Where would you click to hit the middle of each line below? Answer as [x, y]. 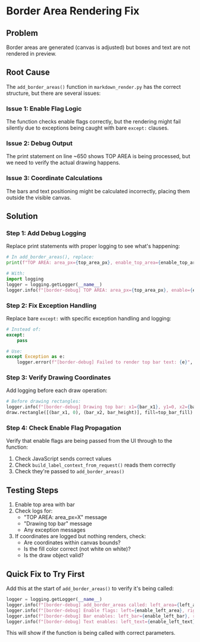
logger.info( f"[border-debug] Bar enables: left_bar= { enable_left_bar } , [98, 616]
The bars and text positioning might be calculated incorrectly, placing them [98, 191]
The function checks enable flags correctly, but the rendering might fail [93, 122]
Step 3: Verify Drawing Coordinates [59, 378]
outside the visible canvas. [39, 197]
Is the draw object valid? [54, 555]
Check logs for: [34, 511]
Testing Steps [32, 490]
